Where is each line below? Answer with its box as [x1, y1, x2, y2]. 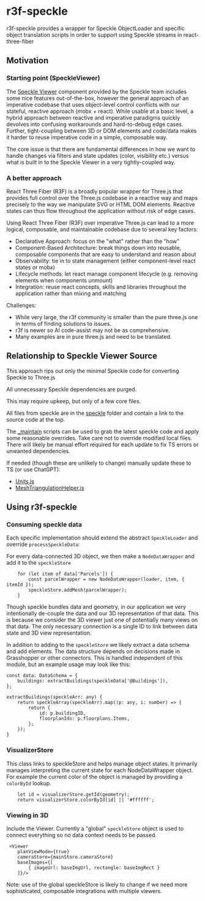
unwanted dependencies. [6, 447, 70, 455]
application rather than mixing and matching [15, 290, 127, 297]
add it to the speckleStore [6, 559, 72, 567]
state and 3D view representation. [6, 629, 92, 636]
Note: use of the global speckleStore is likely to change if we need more [6, 881, 188, 888]
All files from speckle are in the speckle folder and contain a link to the [6, 409, 184, 417]
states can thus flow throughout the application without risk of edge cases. [6, 207, 196, 214]
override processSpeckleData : [6, 541, 80, 548]
